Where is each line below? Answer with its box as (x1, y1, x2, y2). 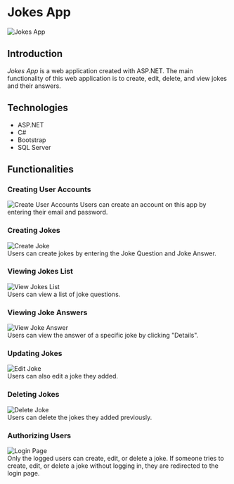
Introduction (7, 48, 63, 60)
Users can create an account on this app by (79, 200, 207, 209)
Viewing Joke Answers (7, 307, 88, 317)
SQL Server (17, 143, 51, 151)
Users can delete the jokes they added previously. (7, 413, 152, 421)
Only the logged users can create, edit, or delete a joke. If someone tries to (7, 454, 224, 463)
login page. (7, 469, 40, 478)
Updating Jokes (7, 349, 63, 359)
